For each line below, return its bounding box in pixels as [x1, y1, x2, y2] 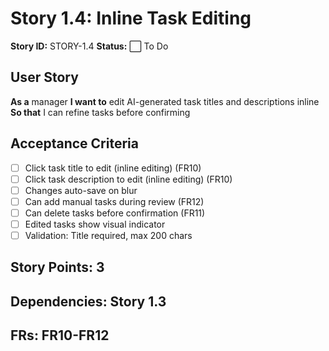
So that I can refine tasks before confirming [10, 106, 191, 118]
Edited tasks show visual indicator [24, 218, 166, 230]
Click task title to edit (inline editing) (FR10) [24, 162, 202, 174]
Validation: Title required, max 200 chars [24, 229, 193, 241]
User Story [10, 69, 79, 86]
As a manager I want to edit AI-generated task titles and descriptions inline [10, 95, 320, 107]
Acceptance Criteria [10, 135, 139, 152]
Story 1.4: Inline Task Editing [10, 7, 252, 30]
